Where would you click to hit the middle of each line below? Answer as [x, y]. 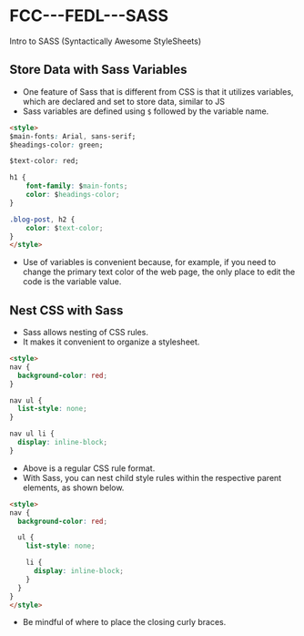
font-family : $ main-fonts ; [77, 186]
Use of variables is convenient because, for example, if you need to [149, 262]
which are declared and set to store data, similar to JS [124, 101]
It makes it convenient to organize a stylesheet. [111, 342]
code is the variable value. [72, 282]
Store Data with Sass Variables [99, 70]
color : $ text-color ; [65, 228]
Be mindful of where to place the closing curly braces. [124, 622]
